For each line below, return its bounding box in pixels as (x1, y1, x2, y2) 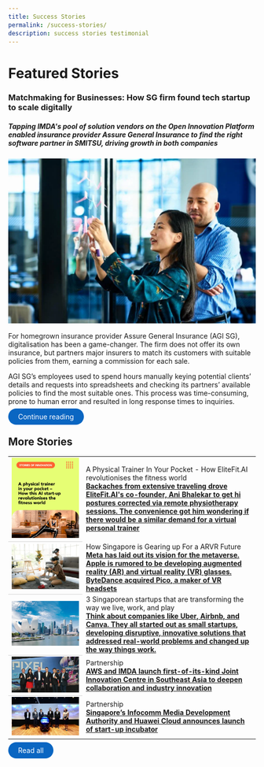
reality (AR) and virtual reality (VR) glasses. (86, 567, 232, 576)
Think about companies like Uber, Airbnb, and (86, 611, 240, 621)
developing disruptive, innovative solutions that (86, 628, 246, 638)
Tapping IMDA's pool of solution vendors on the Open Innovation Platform (8, 122, 255, 132)
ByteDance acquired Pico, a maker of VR (86, 575, 222, 584)
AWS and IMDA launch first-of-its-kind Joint (86, 666, 239, 676)
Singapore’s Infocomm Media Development (86, 708, 230, 717)
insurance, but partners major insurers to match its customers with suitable (8, 348, 251, 358)
